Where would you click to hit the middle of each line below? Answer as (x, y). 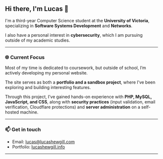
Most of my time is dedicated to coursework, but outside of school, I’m (76, 68)
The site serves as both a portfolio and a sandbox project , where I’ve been (80, 82)
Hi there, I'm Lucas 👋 (37, 9)
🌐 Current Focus (25, 57)
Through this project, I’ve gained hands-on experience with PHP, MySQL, (78, 97)
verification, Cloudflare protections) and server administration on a (73, 107)
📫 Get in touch (23, 130)
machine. (29, 112)
